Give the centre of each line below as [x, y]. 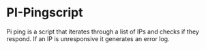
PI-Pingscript [45, 13]
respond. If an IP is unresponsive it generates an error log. [88, 38]
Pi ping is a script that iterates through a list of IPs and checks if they [103, 32]
